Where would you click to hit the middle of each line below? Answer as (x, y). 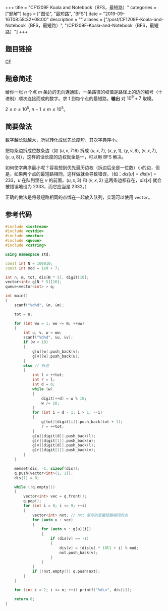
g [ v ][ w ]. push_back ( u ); (56, 356)
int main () (17, 296)
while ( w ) (42, 389)
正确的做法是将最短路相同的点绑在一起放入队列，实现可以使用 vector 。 (79, 197)
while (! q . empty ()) (35, 487)
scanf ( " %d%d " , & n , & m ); (39, 305)
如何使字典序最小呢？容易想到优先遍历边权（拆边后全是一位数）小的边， (80, 168)
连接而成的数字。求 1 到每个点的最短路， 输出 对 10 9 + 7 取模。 (92, 98)
